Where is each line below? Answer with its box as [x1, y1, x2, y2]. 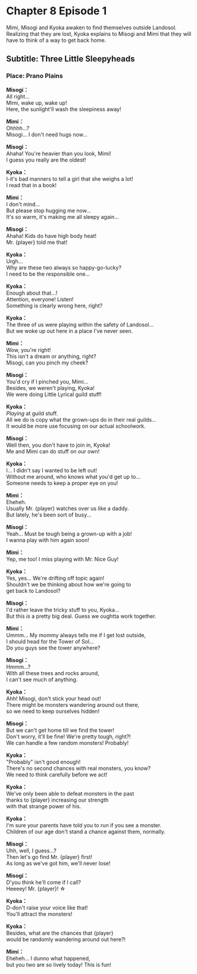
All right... [6, 92, 30, 100]
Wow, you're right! [6, 346, 51, 353]
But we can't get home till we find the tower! [6, 726, 115, 734]
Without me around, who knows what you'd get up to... [6, 473, 141, 480]
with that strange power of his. [6, 802, 82, 809]
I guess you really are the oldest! [6, 156, 86, 163]
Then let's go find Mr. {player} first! [6, 853, 92, 860]
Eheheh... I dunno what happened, [6, 954, 90, 961]
